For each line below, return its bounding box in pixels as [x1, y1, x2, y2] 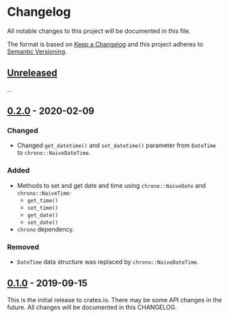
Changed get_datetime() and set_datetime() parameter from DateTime [16, 141, 217, 149]
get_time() [27, 197, 59, 204]
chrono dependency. [16, 225, 75, 233]
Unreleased [7, 67, 58, 79]
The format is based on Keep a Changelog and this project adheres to [7, 40, 204, 48]
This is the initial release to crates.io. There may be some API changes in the [7, 295, 222, 304]
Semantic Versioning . [7, 47, 67, 56]
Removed [7, 242, 40, 252]
